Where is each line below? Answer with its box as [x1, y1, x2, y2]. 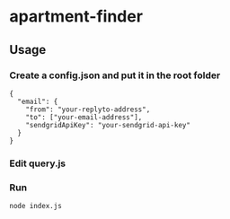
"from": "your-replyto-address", [25, 105, 151, 114]
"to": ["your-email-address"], [25, 112, 143, 122]
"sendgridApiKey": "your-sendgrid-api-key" [25, 120, 191, 129]
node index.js [9, 202, 63, 211]
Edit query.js [9, 157, 66, 170]
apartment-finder [9, 6, 144, 27]
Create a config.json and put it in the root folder [9, 69, 221, 82]
